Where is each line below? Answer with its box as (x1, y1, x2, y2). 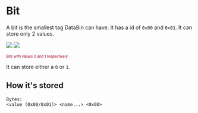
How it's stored (6, 80, 64, 90)
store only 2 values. (6, 30, 55, 37)
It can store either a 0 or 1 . (6, 63, 70, 70)
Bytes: (6, 96, 23, 102)
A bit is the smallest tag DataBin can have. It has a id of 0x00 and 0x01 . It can (6, 24, 193, 31)
